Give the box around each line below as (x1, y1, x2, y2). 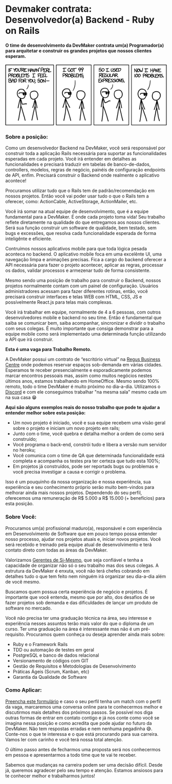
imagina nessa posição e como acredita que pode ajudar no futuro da (5, 720, 152, 726)
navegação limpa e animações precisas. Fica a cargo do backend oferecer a (5, 257, 166, 263)
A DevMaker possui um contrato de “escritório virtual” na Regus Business (5, 356, 160, 362)
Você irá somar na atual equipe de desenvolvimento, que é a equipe (5, 208, 149, 214)
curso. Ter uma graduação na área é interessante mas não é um (5, 625, 140, 632)
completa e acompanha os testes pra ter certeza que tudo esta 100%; (12, 458, 160, 464)
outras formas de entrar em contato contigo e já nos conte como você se (5, 714, 160, 721)
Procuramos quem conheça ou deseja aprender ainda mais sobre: (26, 631, 165, 637)
